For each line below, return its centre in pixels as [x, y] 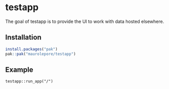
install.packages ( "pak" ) [31, 49]
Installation [23, 37]
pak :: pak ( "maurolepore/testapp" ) [41, 54]
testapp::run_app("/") [29, 81]
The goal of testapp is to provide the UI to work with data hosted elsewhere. [85, 21]
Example [19, 69]
